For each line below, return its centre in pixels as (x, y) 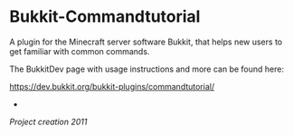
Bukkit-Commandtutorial (105, 17)
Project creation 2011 (48, 121)
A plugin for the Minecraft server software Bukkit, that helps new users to (146, 42)
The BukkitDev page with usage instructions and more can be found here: (147, 69)
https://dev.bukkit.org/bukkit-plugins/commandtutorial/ (112, 86)
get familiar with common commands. (80, 51)
